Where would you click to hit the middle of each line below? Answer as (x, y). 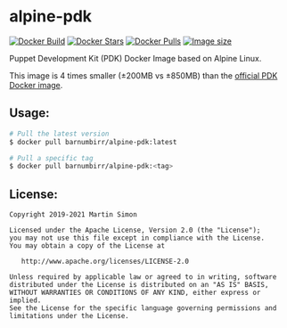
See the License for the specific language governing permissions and (143, 308)
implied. (25, 300)
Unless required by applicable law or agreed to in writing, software (143, 277)
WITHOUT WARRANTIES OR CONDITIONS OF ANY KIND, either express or (135, 293)
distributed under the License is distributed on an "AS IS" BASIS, (139, 285)
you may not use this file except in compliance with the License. (137, 238)
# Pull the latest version (59, 134)
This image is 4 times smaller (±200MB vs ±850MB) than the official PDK (143, 75)
